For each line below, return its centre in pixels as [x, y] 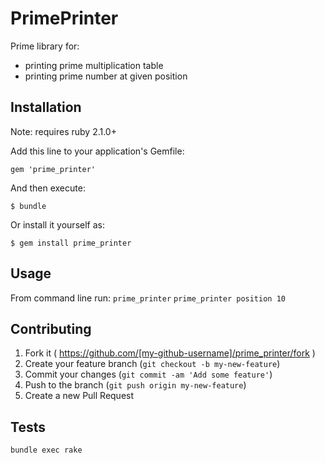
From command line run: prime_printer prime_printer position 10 [148, 298]
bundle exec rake [46, 450]
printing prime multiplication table [94, 65]
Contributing [51, 328]
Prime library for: [45, 46]
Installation [46, 107]
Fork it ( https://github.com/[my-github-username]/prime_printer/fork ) [170, 353]
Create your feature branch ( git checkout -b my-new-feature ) [152, 364]
